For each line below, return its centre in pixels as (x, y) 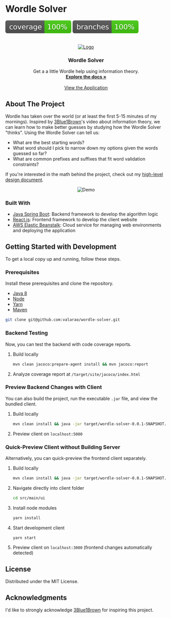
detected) (23, 553)
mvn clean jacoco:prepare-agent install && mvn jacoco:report (80, 364)
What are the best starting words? (48, 143)
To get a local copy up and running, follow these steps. (63, 259)
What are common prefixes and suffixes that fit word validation (79, 159)
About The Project (35, 104)
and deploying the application (44, 230)
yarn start (24, 538)
